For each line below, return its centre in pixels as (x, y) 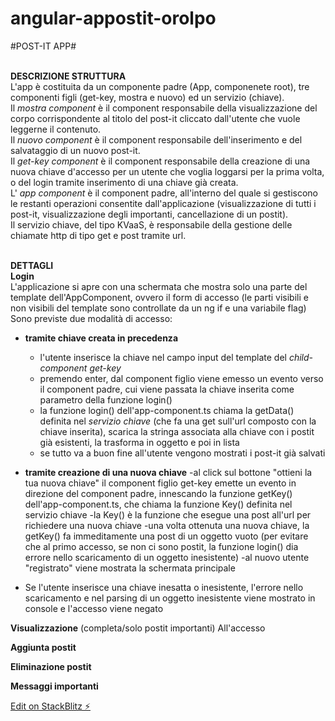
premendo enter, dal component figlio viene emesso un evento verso (181, 378)
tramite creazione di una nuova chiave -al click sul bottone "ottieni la (168, 472)
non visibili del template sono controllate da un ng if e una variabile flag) (158, 308)
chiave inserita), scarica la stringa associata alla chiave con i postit (177, 431)
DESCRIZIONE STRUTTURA (68, 76)
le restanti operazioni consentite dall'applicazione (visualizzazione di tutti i (163, 203)
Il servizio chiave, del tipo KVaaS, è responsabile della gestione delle (151, 224)
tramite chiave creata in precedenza (101, 338)
